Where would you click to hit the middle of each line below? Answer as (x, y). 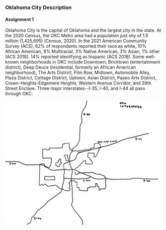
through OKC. (19, 94)
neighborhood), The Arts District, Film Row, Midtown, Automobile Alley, (78, 73)
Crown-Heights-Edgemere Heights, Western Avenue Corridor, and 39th (78, 83)
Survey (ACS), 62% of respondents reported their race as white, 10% (76, 46)
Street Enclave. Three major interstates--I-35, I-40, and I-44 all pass (75, 88)
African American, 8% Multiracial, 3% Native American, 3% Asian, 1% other (83, 52)
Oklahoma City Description (39, 7)
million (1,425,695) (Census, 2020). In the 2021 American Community (76, 41)
